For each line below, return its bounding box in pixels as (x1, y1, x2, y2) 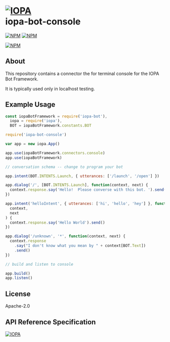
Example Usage (5, 100, 56, 109)
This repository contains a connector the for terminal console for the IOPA (5, 70, 159, 76)
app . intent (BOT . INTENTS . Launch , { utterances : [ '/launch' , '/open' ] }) (5, 174, 159, 179)
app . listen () (5, 276, 33, 281)
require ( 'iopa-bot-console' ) (5, 132, 67, 138)
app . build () (5, 271, 30, 276)
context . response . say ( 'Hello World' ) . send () (10, 220, 105, 225)
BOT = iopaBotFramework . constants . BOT (10, 123, 92, 129)
